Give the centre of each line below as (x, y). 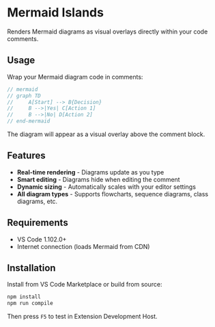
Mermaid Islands (56, 13)
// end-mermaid (29, 121)
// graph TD (24, 96)
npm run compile (30, 303)
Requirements (38, 223)
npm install (24, 297)
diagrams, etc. (37, 201)
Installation (31, 268)
